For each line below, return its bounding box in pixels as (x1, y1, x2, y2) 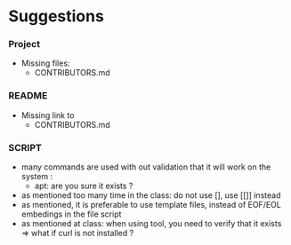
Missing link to (20, 109, 75, 121)
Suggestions (8, 6, 104, 27)
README (8, 90, 48, 102)
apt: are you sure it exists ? (34, 180, 133, 192)
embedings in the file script (20, 209, 122, 219)
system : (20, 171, 53, 182)
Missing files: (20, 58, 70, 68)
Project (8, 38, 41, 51)
